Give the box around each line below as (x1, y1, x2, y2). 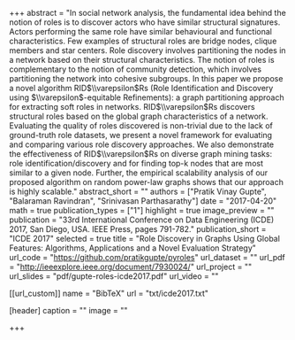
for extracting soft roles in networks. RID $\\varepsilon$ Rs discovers (9, 102, 255, 112)
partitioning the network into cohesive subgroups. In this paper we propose (9, 73, 284, 83)
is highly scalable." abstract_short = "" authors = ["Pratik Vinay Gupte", (9, 186, 267, 197)
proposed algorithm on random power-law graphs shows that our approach (9, 177, 284, 187)
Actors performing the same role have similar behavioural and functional (9, 27, 272, 36)
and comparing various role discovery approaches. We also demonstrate (9, 139, 275, 150)
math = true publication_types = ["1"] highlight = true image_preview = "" (9, 205, 275, 215)
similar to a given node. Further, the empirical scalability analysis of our (9, 167, 269, 178)
